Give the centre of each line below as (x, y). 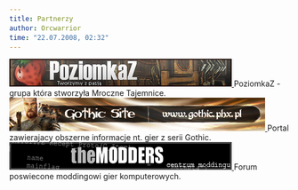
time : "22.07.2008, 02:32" (59, 37)
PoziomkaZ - (257, 83)
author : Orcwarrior (45, 28)
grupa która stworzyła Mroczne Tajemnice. (88, 93)
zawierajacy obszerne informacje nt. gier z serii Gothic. (110, 138)
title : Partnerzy (41, 19)
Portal (278, 128)
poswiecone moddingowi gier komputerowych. (95, 177)
